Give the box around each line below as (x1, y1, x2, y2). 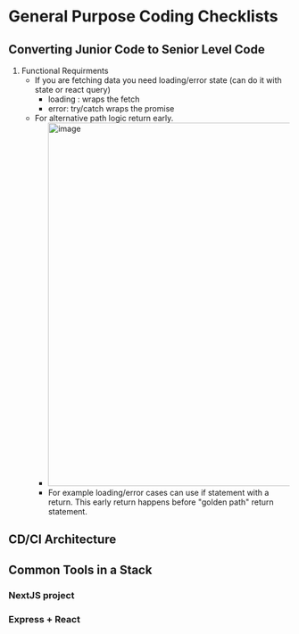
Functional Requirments (21, 65, 109, 76)
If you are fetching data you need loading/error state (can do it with (34, 75, 282, 86)
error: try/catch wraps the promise (47, 103, 175, 113)
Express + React (8, 613, 81, 625)
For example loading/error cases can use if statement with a (47, 488, 270, 498)
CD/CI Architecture (8, 532, 117, 548)
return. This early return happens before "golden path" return (47, 497, 274, 507)
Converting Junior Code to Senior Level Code (8, 42, 265, 57)
